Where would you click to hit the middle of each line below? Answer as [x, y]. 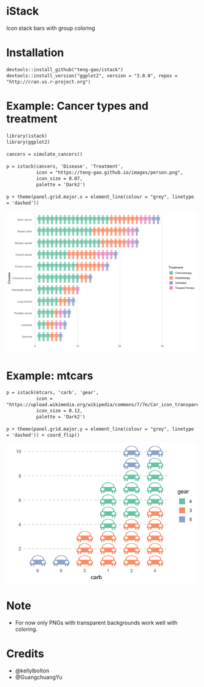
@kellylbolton [32, 671]
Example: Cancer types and [77, 106]
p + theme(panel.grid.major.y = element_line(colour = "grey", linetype [100, 429]
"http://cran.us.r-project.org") [49, 82]
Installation [35, 53]
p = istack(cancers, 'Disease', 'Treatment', [65, 166]
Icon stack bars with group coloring [51, 28]
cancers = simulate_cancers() [45, 154]
